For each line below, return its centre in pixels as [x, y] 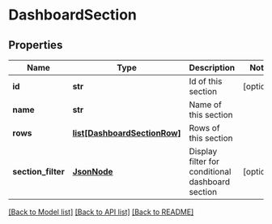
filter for [204, 162]
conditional [210, 172]
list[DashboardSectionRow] [127, 133]
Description [212, 68]
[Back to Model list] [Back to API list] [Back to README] [101, 212]
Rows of [204, 128]
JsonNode [93, 172]
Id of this [206, 81]
